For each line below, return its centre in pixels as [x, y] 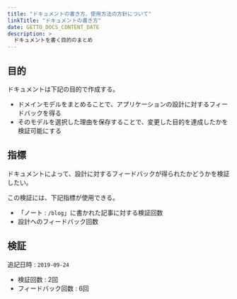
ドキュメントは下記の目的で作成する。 [63, 89]
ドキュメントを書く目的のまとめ [53, 40]
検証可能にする [39, 130]
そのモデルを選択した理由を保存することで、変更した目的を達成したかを [123, 122]
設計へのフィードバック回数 [58, 221]
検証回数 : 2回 [38, 279]
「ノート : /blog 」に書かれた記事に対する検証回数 [90, 213]
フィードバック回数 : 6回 [53, 288]
